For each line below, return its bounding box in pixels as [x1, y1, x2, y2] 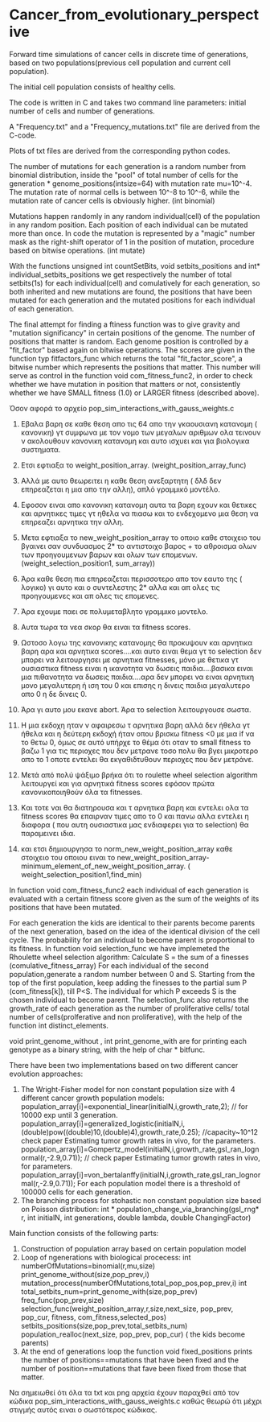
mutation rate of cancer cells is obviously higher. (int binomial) [9, 196, 215, 205]
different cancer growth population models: [20, 1093, 165, 1103]
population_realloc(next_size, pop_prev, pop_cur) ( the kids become [20, 1329, 246, 1339]
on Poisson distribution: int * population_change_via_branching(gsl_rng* [20, 1204, 260, 1214]
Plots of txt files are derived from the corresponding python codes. [9, 146, 231, 155]
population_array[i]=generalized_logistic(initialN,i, [20, 1119, 186, 1128]
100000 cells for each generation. [20, 1187, 133, 1197]
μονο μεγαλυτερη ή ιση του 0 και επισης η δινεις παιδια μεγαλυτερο [20, 680, 251, 690]
